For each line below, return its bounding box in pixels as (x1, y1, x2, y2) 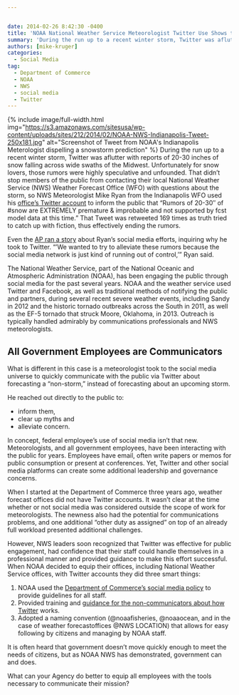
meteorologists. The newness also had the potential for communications (7, 510, 219, 519)
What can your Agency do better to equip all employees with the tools (7, 671, 212, 681)
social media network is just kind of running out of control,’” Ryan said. (7, 250, 215, 259)
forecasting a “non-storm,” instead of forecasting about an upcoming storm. (7, 379, 230, 388)
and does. (7, 658, 37, 666)
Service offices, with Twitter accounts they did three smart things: (7, 570, 201, 578)
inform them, (17, 407, 55, 416)
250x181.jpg (7, 138, 43, 147)
